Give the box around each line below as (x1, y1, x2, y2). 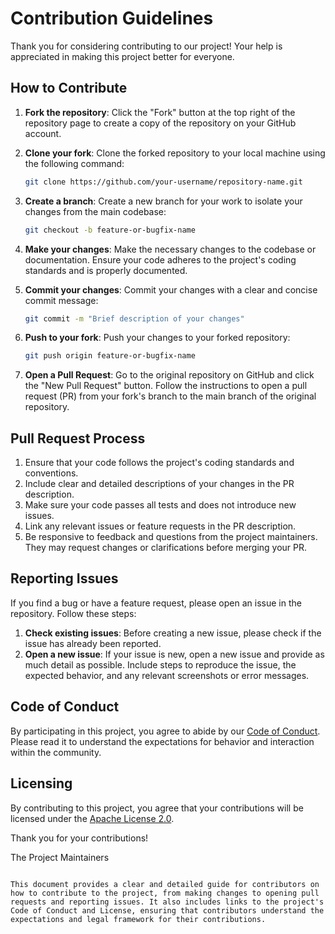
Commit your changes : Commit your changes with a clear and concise (24, 283, 318, 296)
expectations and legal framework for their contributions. (10, 914, 267, 924)
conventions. (24, 467, 79, 479)
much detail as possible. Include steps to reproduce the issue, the (24, 658, 297, 671)
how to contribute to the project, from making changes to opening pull (10, 888, 320, 898)
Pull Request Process (10, 430, 146, 447)
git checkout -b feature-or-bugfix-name (24, 225, 196, 235)
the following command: (24, 157, 125, 169)
